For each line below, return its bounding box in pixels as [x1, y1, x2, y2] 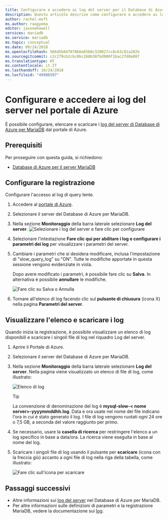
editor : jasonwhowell [5, 26, 50, 31]
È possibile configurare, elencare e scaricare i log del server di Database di [5, 121, 160, 127]
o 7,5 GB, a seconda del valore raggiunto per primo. [12, 419, 119, 425]
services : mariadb [5, 31, 43, 36]
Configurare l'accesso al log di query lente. [5, 192, 94, 198]
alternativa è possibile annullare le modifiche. [12, 276, 107, 283]
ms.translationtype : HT [5, 59, 55, 64]
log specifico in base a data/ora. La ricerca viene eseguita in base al [12, 434, 153, 440]
